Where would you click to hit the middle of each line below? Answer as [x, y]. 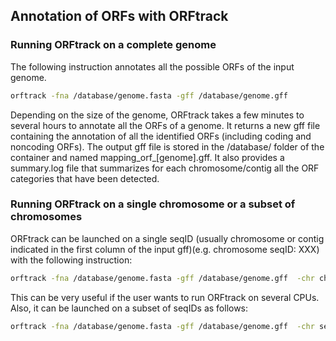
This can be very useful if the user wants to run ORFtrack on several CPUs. [165, 297]
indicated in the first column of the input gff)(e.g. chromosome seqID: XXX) [165, 249]
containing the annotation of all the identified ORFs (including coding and [161, 136]
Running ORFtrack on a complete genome [113, 45]
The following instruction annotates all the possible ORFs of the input [152, 66]
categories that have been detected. [85, 178]
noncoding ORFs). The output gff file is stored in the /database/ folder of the [167, 146]
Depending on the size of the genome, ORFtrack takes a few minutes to [157, 115]
